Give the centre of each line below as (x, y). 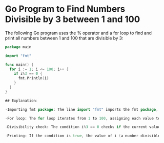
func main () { (20, 64)
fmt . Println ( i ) (33, 78)
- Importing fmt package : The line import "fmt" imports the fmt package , (82, 109)
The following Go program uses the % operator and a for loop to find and (79, 33)
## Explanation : (21, 101)
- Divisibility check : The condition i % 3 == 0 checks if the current (76, 127)
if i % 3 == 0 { (28, 74)
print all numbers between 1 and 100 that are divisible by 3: (64, 38)
